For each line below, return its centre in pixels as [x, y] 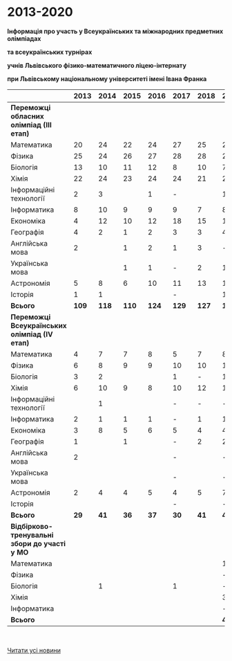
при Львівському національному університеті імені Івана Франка [107, 79]
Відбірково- [32, 526]
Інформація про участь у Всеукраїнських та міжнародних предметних [115, 31]
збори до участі [38, 543]
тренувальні [32, 535]
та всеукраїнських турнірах [50, 52]
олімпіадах [24, 38]
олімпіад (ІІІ [31, 125]
